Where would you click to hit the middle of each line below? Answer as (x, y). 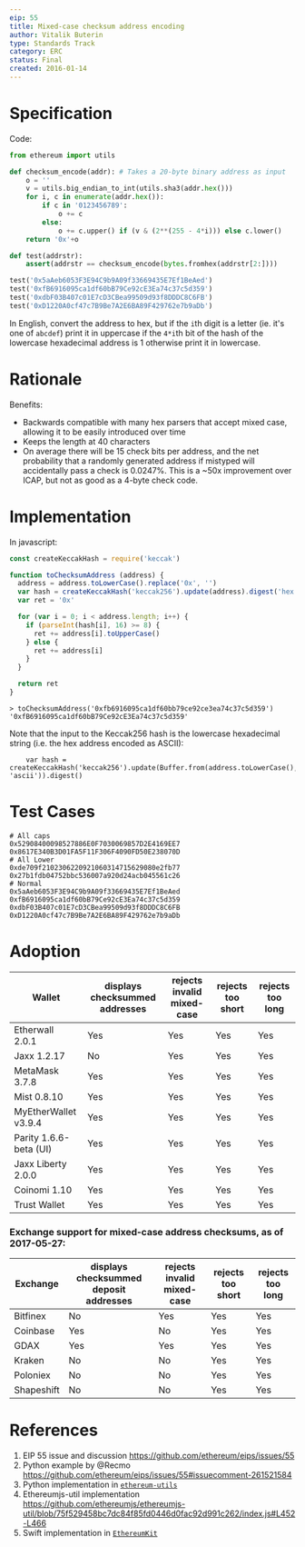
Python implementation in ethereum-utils (100, 1485)
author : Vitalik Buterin (56, 35)
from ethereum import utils (63, 155)
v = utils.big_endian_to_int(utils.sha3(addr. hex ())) (129, 189)
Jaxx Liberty (40, 1163)
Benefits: (26, 404)
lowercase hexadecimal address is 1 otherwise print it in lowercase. (135, 343)
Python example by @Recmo (77, 1465)
